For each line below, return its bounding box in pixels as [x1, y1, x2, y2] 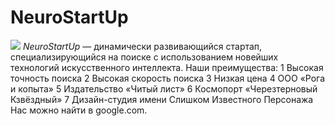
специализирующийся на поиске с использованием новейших [10, 51, 279, 63]
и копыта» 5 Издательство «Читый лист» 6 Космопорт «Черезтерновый [10, 82, 318, 95]
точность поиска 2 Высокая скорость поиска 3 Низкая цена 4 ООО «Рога [10, 72, 326, 84]
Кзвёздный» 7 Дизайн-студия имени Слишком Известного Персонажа [10, 93, 314, 105]
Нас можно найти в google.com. [10, 104, 148, 116]
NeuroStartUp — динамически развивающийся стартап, [22, 40, 263, 52]
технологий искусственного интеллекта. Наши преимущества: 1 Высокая [10, 61, 324, 73]
